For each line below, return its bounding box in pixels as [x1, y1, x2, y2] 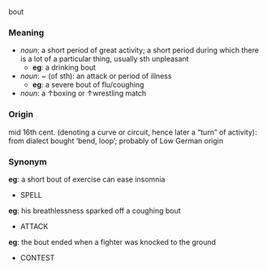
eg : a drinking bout [32, 62, 96, 72]
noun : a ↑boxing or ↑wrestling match [19, 88, 147, 98]
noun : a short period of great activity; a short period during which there [19, 45, 260, 55]
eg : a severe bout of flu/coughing [32, 80, 144, 90]
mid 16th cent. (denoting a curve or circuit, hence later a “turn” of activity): [8, 127, 257, 137]
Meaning [8, 27, 45, 38]
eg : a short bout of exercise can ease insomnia [8, 174, 166, 184]
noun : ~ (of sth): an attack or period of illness [19, 71, 172, 81]
